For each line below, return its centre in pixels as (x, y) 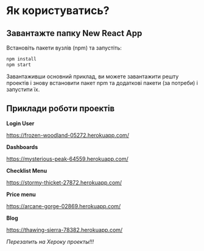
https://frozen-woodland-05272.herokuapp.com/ (68, 135)
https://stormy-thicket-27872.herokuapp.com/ (64, 182)
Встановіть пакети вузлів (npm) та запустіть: (64, 48)
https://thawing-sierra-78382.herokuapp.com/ (65, 230)
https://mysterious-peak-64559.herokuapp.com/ (68, 159)
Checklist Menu (27, 170)
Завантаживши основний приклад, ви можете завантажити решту (93, 76)
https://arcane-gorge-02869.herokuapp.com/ (64, 206)
